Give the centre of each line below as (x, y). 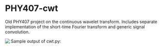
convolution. (17, 32)
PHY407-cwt (32, 8)
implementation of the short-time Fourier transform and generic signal (75, 26)
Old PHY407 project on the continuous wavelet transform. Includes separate (81, 22)
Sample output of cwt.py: (36, 41)
